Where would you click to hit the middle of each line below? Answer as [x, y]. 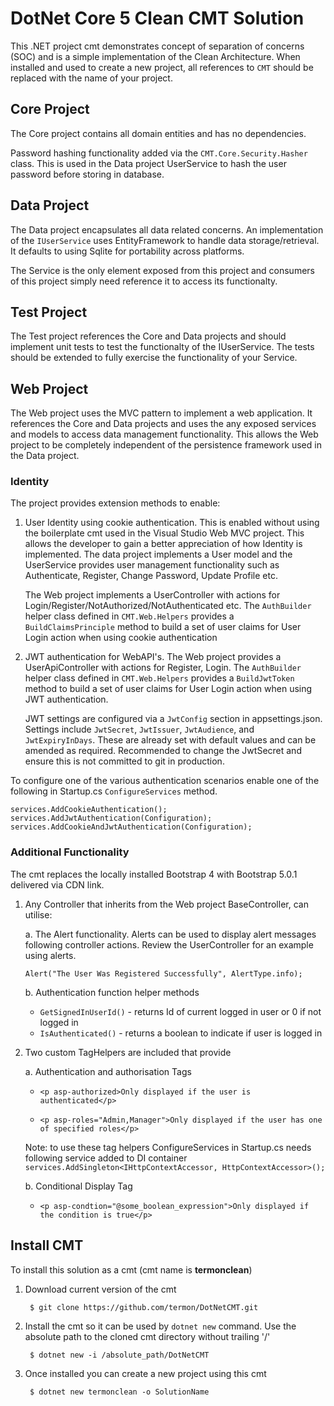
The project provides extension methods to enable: [115, 503]
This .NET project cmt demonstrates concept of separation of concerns [157, 46]
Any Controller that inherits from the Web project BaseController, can [166, 904]
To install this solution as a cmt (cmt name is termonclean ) [131, 1269]
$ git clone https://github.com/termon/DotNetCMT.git [144, 1307]
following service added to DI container [106, 1158]
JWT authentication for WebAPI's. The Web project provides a [153, 657]
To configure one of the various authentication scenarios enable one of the [165, 781]
